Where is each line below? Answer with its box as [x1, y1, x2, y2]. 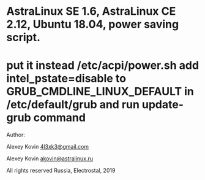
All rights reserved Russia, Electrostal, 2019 [6, 167, 116, 174]
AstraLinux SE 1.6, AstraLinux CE [6, 4, 176, 18]
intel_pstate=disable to [6, 72, 127, 85]
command [33, 111, 86, 125]
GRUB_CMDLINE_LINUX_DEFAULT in [6, 85, 195, 99]
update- [141, 98, 184, 112]
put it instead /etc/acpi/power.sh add [6, 58, 199, 72]
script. [6, 31, 41, 44]
